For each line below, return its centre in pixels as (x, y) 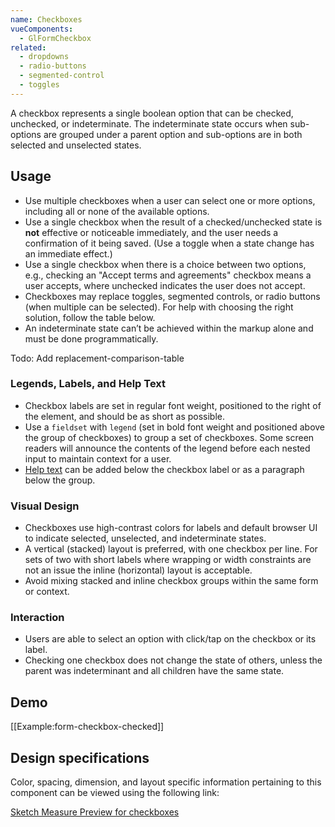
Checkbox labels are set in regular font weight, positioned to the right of (173, 405)
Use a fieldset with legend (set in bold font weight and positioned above (175, 427)
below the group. (60, 480)
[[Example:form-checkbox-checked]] (87, 727)
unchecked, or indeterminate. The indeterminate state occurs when (149, 123)
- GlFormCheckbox (55, 38)
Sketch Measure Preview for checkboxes (95, 812)
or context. (47, 592)
